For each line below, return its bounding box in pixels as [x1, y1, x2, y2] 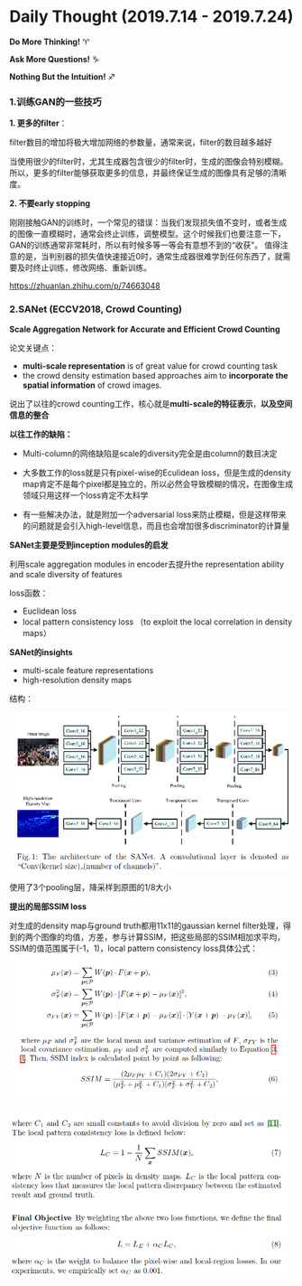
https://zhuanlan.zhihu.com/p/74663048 [9, 280, 160, 291]
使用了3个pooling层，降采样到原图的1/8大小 [9, 882, 172, 893]
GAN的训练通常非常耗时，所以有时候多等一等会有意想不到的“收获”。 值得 [9, 239, 281, 250]
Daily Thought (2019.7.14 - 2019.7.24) [9, 6, 294, 27]
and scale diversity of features [9, 568, 123, 579]
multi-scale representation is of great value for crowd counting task [22, 360, 278, 371]
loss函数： [9, 587, 49, 598]
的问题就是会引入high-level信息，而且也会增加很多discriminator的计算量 [22, 520, 290, 530]
